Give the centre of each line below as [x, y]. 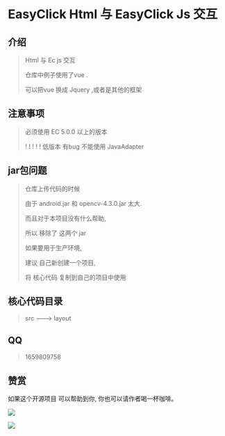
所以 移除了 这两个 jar [56, 233]
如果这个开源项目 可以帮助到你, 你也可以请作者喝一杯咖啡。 [93, 399]
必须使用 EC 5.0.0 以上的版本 [66, 131]
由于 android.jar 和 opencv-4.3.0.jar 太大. [83, 203]
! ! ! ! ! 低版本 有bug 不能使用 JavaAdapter [84, 146]
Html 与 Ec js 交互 [50, 60]
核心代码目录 [35, 301]
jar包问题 [27, 171]
